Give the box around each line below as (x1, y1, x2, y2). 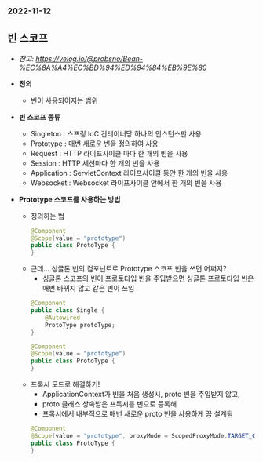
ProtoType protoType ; (45, 321, 115, 329)
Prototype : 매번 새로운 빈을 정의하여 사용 (30, 139, 159, 148)
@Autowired (45, 314, 80, 322)
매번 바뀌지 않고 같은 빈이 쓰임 (42, 284, 135, 293)
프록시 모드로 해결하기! (30, 380, 100, 389)
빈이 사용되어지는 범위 (30, 96, 99, 105)
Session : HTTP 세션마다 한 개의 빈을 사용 (30, 158, 160, 168)
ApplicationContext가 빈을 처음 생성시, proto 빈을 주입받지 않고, (42, 390, 240, 399)
